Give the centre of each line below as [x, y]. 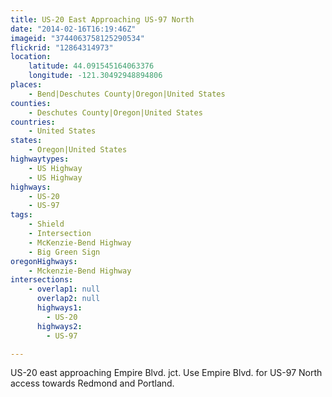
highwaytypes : [40, 159]
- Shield [46, 224]
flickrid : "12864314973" [62, 47]
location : [31, 57]
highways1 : [59, 308]
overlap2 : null [68, 299]
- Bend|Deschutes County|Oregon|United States [127, 94]
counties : [31, 103]
